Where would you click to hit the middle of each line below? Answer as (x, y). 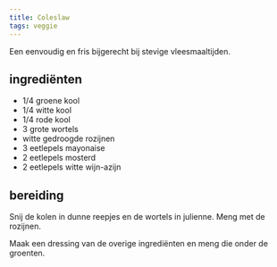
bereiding (37, 195)
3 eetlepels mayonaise (63, 148)
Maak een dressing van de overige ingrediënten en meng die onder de (138, 244)
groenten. (27, 253)
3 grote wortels (50, 129)
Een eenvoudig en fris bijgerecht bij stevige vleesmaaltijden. (120, 51)
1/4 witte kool (47, 110)
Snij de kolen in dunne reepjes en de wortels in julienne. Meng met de (137, 217)
